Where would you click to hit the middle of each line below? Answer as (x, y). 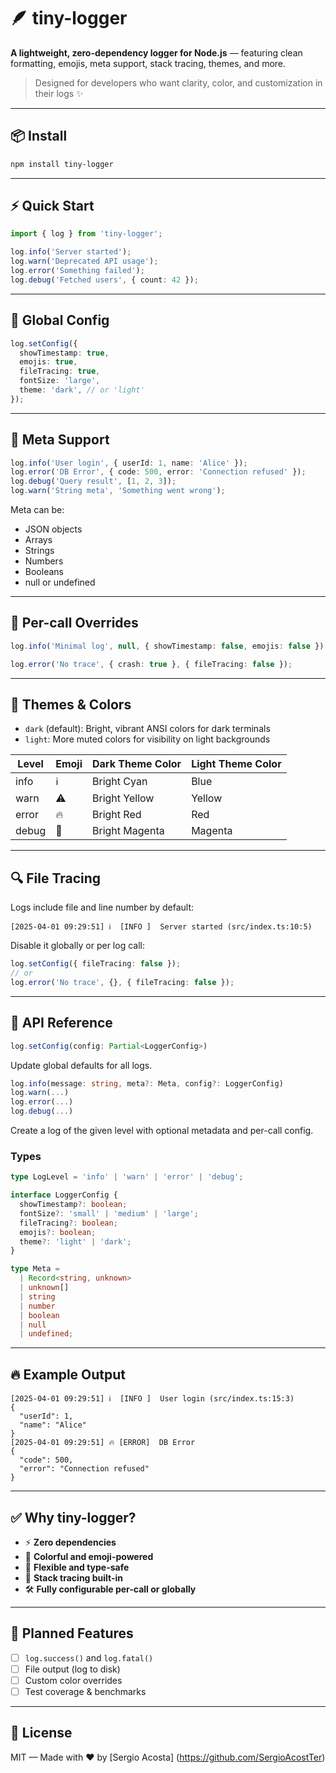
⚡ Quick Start (52, 206)
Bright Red (117, 815)
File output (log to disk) (72, 1669)
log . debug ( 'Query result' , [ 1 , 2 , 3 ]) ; (93, 481)
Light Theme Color (236, 764)
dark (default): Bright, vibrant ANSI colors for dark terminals (147, 729)
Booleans (44, 572)
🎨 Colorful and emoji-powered (89, 1556)
